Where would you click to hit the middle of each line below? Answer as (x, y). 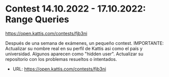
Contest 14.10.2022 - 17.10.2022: (76, 9)
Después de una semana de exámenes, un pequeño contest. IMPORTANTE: (84, 43)
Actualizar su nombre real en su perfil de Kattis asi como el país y (74, 48)
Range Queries (37, 19)
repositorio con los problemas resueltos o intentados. (61, 59)
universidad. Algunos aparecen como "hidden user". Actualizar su (74, 54)
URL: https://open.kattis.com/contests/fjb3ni (59, 69)
